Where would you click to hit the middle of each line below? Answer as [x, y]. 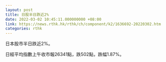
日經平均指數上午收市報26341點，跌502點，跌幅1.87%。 [65, 54]
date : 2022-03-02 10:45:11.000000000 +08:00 [53, 19]
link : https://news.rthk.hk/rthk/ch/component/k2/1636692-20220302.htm [83, 24]
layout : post [19, 10]
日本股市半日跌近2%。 [29, 44]
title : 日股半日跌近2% [27, 15]
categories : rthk [24, 29]
